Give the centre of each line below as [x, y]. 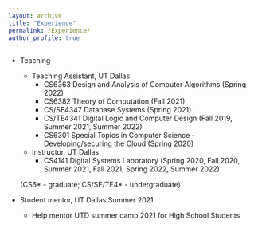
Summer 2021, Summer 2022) [93, 127]
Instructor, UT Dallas [65, 152]
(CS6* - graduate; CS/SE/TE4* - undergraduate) [100, 185]
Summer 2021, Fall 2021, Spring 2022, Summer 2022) [132, 169]
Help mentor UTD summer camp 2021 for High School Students [136, 215]
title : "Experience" [43, 23]
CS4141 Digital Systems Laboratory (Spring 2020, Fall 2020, [142, 161]
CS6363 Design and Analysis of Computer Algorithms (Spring [145, 85]
